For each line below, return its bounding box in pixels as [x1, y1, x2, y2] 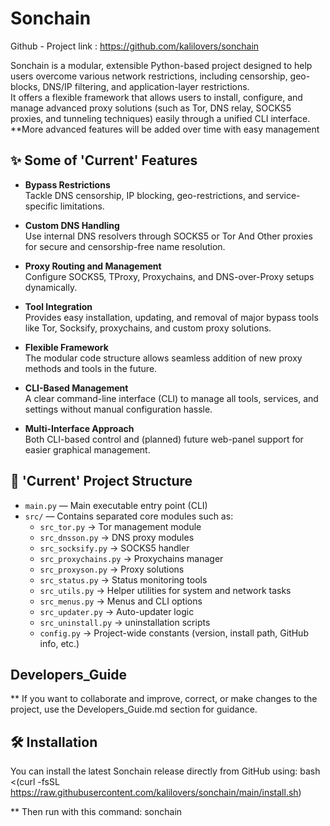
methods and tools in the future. [24, 362, 158, 374]
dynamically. [24, 281, 78, 293]
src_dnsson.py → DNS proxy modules [39, 531, 195, 543]
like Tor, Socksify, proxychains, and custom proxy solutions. [24, 322, 272, 334]
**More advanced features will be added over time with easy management [10, 123, 320, 135]
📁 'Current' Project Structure [10, 473, 193, 490]
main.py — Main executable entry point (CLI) [24, 499, 208, 511]
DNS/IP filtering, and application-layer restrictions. [42, 80, 250, 92]
